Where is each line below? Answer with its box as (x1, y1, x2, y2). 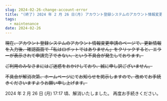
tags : (5, 16, 16, 21)
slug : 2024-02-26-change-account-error (5, 7, 88, 12)
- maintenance (9, 21, 39, 26)
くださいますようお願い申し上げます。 (9, 80, 88, 86)
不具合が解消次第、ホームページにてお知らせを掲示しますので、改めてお (5, 74, 153, 80)
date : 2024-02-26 (5, 26, 41, 31)
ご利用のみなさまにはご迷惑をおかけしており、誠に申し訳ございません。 (5, 63, 153, 69)
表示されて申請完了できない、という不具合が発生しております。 (13, 53, 144, 59)
